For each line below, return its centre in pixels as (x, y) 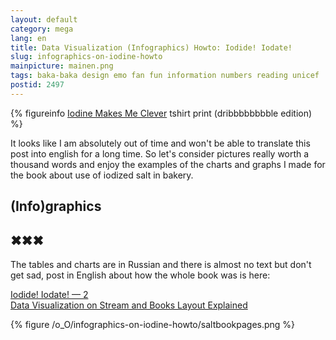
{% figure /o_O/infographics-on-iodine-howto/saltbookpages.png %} (153, 324)
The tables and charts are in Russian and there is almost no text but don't (161, 264)
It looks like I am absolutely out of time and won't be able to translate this (160, 143)
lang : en (28, 38)
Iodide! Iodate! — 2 (49, 294)
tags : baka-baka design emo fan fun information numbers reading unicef (165, 76)
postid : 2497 (37, 85)
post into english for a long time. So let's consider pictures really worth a (160, 153)
